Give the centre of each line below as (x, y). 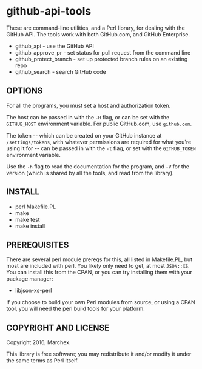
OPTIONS (25, 91)
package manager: (30, 279)
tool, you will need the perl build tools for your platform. (76, 309)
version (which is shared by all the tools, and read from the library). (90, 173)
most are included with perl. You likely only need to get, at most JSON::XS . (98, 266)
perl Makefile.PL (35, 207)
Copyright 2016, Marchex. (39, 342)
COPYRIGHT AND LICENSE (58, 327)
